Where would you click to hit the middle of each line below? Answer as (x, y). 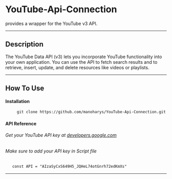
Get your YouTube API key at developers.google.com (61, 135)
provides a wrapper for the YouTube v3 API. (51, 23)
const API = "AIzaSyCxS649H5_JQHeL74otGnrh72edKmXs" (69, 166)
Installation (17, 101)
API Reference (21, 123)
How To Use (25, 88)
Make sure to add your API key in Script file (51, 151)
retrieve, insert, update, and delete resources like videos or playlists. (77, 67)
